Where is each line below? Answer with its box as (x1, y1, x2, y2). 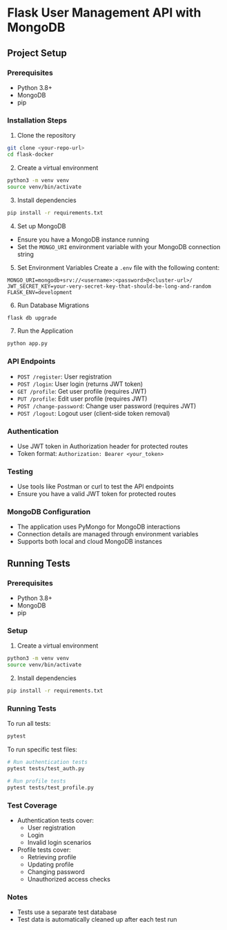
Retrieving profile (27, 853, 77, 861)
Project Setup (7, 47, 68, 59)
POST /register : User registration (17, 372, 112, 381)
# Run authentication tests (7, 759, 88, 766)
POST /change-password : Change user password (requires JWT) (17, 401, 197, 410)
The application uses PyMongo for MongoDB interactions (17, 522, 181, 531)
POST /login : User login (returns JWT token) (17, 379, 144, 388)
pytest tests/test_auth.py (7, 765, 85, 772)
